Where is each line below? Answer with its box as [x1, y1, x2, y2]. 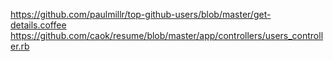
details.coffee [10, 19, 67, 31]
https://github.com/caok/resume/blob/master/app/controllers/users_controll [10, 30, 324, 41]
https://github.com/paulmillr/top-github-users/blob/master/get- [10, 9, 272, 20]
